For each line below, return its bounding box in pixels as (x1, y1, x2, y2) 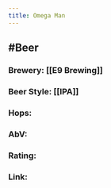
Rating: (8, 150, 37, 161)
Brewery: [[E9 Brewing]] (8, 64, 103, 75)
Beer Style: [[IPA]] (8, 86, 79, 97)
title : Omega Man (8, 11, 66, 20)
